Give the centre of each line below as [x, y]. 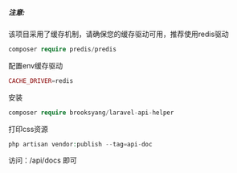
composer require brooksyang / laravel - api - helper [91, 113]
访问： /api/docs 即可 [43, 160]
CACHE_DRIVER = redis [41, 80]
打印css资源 [28, 129]
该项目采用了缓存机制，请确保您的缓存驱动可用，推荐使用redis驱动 [118, 34]
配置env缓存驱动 [36, 65]
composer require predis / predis [62, 49]
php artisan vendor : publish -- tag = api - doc [80, 144]
